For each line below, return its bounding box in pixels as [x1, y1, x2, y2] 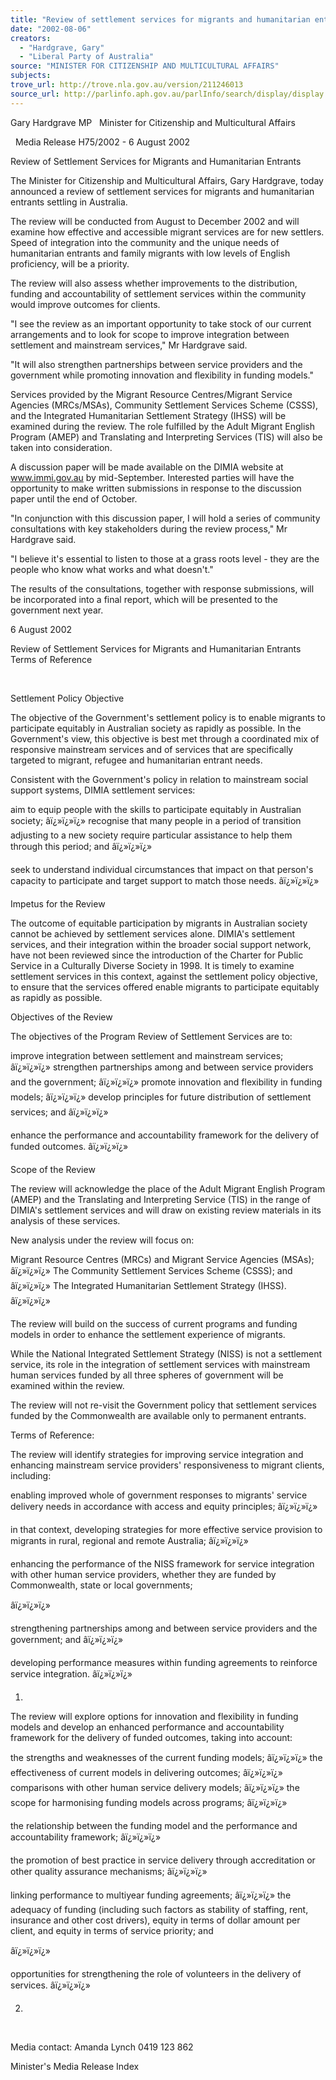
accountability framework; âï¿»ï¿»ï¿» [10, 1831, 162, 1843]
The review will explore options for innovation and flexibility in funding [10, 1710, 299, 1722]
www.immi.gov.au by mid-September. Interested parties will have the [10, 471, 295, 483]
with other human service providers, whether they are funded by [10, 1568, 277, 1580]
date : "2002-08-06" [10, 24, 92, 34]
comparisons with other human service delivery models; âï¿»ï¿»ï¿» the [10, 1781, 300, 1793]
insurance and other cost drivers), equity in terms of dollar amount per [10, 1914, 301, 1926]
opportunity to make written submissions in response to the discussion [10, 482, 302, 494]
